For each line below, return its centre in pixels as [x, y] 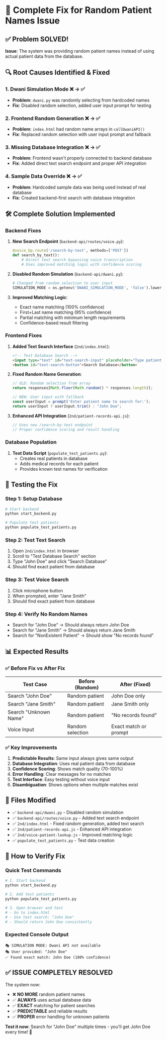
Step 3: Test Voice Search [37, 580]
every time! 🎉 [19, 1032]
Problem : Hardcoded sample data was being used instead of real [79, 187]
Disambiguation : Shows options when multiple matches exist [75, 784]
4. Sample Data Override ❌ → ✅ [44, 176]
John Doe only [128, 696]
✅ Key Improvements [31, 747]
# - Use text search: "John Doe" [40, 917]
